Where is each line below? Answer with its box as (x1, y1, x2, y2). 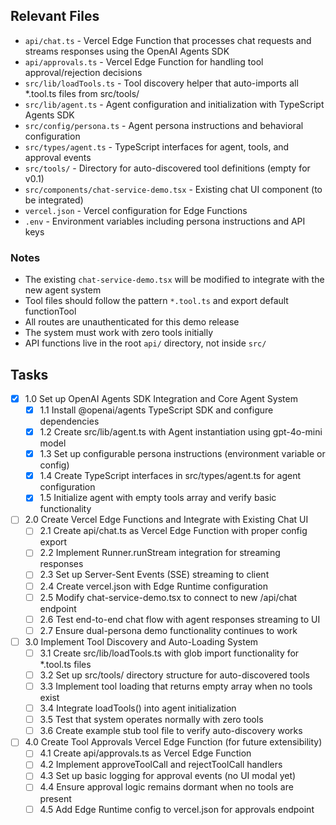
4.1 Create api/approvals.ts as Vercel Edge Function (39, 747, 252, 759)
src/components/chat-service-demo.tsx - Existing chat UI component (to (24, 183, 323, 195)
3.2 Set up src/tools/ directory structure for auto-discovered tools (39, 669, 310, 681)
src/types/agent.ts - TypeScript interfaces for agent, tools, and (24, 140, 290, 153)
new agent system (24, 284, 102, 296)
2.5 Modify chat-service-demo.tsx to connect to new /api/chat (39, 591, 298, 603)
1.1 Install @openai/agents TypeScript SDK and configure (39, 404, 274, 416)
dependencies (39, 415, 100, 428)
